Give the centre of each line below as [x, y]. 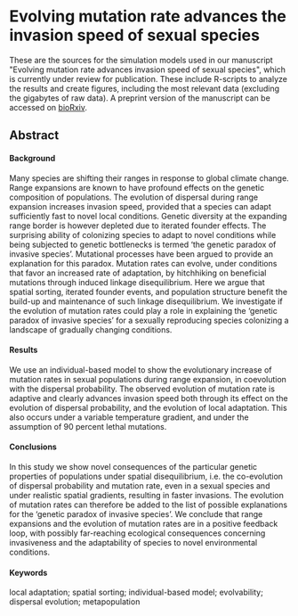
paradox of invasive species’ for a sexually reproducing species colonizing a [149, 320]
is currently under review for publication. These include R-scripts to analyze [148, 78]
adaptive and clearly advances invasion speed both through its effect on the [149, 398]
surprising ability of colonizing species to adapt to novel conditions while [143, 234]
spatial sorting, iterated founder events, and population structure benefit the [148, 292]
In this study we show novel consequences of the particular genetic [133, 466]
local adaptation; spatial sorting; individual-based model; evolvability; [137, 592]
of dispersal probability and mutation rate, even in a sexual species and [140, 485]
